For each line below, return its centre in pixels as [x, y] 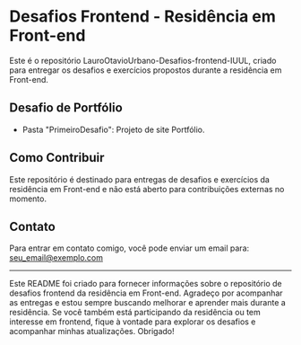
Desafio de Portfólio [66, 108]
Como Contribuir [57, 158]
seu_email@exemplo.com [56, 258]
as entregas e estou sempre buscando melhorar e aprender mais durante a [148, 303]
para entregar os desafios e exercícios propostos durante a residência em [146, 70]
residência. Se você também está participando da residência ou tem [135, 313]
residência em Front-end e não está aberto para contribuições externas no [147, 189]
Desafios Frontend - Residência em [142, 17]
